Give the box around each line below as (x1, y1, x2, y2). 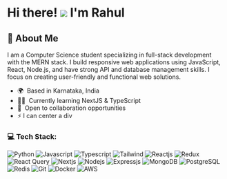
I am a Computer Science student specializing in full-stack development (7, 50, 212, 59)
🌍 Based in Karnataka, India (17, 86, 100, 95)
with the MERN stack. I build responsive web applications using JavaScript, (7, 58, 221, 66)
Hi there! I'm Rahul (7, 5, 126, 21)
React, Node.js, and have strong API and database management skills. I (7, 66, 210, 73)
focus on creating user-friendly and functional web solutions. (7, 73, 181, 81)
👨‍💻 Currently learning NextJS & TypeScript (17, 97, 141, 104)
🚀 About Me (7, 32, 59, 44)
